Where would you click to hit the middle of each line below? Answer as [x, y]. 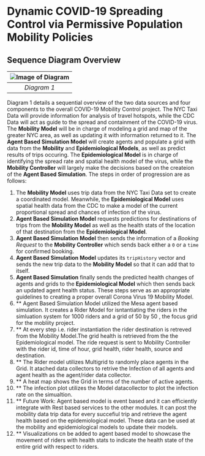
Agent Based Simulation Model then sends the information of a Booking [107, 238]
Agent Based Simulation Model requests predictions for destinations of [106, 218]
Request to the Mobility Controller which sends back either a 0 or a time [107, 245]
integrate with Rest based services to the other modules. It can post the [106, 408]
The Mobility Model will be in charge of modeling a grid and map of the [97, 129]
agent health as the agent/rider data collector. [73, 375]
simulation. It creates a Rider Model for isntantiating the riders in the [101, 310]
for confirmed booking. [45, 251]
